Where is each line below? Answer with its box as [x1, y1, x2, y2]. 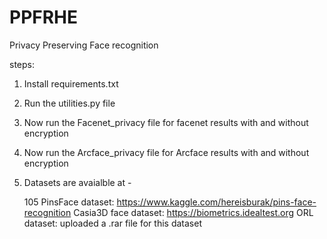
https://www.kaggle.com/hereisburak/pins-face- [116, 196, 317, 208]
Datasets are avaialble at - [23, 176, 132, 188]
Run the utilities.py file [23, 97, 116, 109]
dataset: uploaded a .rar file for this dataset [23, 217, 202, 229]
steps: [9, 58, 35, 70]
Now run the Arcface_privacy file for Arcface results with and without [23, 146, 310, 158]
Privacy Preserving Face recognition [9, 39, 159, 51]
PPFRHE [9, 6, 79, 29]
